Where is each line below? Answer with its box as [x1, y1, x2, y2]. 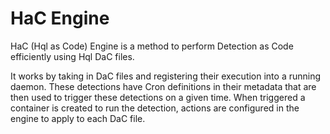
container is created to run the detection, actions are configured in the [10, 102, 300, 114]
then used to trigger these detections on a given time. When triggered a [10, 91, 306, 103]
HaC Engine [10, 7, 110, 30]
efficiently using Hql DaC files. [10, 50, 135, 62]
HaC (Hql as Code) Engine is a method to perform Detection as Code [10, 40, 294, 52]
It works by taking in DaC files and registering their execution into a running [10, 70, 322, 82]
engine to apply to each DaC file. [10, 112, 146, 124]
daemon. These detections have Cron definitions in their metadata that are [10, 80, 317, 92]
